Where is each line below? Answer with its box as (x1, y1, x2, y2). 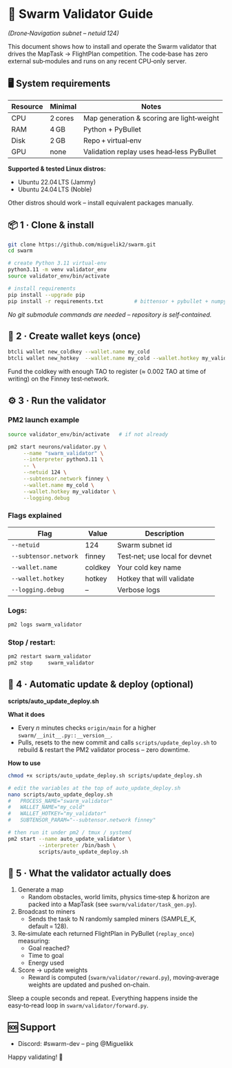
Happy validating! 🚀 (8, 1053, 63, 1061)
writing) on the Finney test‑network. (8, 375, 109, 383)
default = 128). (28, 922, 68, 930)
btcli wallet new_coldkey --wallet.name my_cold (8, 348, 150, 355)
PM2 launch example (8, 415, 80, 425)
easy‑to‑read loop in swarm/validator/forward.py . (8, 1001, 149, 1009)
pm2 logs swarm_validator (8, 621, 82, 629)
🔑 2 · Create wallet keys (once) (8, 330, 141, 342)
